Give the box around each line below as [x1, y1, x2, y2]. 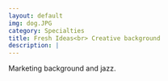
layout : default [8, 11, 63, 20]
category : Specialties [8, 26, 85, 34]
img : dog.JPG [8, 19, 52, 27]
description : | [8, 42, 60, 50]
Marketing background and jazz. [8, 63, 116, 73]
